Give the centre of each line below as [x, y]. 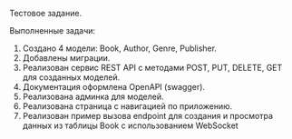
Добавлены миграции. [66, 58]
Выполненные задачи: [53, 30]
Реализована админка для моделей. [93, 96]
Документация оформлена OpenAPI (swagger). [114, 87]
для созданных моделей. [71, 77]
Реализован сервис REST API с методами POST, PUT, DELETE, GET [152, 68]
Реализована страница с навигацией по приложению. [127, 106]
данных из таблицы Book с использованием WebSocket [130, 125]
